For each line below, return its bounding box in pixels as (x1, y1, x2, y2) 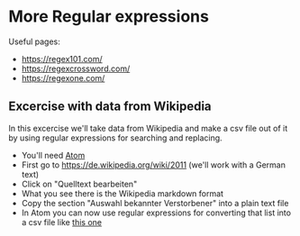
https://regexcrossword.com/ (21, 63, 131, 74)
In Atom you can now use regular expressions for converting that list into (21, 207, 292, 218)
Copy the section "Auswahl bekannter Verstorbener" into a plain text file (21, 197, 289, 208)
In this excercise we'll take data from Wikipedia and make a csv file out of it (8, 123, 288, 133)
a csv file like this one (21, 216, 103, 227)
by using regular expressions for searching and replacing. (8, 132, 223, 143)
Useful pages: (8, 36, 60, 47)
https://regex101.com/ (21, 53, 103, 64)
